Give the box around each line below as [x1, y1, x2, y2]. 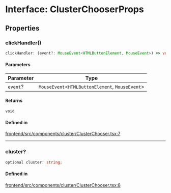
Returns [5, 97, 23, 103]
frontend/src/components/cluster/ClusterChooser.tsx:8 [5, 182, 121, 188]
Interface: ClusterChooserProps [5, 4, 144, 15]
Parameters [5, 62, 31, 68]
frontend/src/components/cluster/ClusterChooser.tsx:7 [5, 131, 121, 137]
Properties [5, 24, 40, 33]
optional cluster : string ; [5, 159, 63, 165]
